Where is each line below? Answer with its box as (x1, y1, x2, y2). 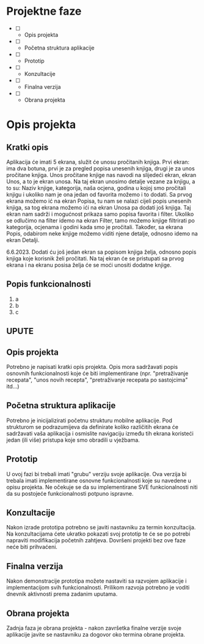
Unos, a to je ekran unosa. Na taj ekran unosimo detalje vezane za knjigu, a (6, 178, 195, 185)
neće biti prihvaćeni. (6, 544, 58, 551)
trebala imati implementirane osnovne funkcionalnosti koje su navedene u (6, 477, 191, 484)
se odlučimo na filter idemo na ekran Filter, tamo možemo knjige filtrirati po (6, 216, 195, 224)
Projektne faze (6, 4, 82, 18)
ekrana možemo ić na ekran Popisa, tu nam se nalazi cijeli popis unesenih (6, 197, 191, 205)
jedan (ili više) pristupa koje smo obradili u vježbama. (6, 436, 140, 444)
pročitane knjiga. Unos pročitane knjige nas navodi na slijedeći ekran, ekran (6, 171, 197, 178)
